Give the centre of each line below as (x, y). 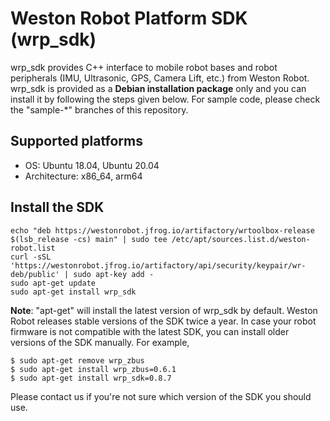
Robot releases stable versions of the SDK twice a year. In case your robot (163, 321)
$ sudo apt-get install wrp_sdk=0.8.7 (91, 378)
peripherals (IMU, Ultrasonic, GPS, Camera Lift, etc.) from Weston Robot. (160, 78)
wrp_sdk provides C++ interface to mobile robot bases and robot (144, 67)
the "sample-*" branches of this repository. (99, 109)
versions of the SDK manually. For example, (100, 342)
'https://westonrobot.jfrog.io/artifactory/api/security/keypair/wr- (158, 265)
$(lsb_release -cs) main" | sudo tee (89, 239)
